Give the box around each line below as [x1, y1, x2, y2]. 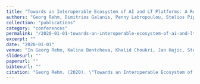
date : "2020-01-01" [6, 42, 55, 48]
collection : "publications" [6, 20, 76, 25]
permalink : [6, 31, 33, 37]
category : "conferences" [6, 25, 68, 31]
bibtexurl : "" [6, 63, 42, 70]
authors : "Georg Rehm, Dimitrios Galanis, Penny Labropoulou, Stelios [6, 14, 185, 20]
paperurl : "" [6, 58, 39, 64]
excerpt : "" [6, 36, 36, 42]
